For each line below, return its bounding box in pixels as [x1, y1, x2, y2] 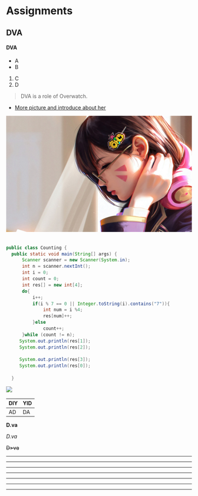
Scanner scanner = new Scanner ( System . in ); [21, 257, 131, 263]
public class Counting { [6, 245, 67, 251]
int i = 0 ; [21, 270, 49, 275]
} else [32, 320, 46, 326]
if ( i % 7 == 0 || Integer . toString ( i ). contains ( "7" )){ [32, 301, 170, 307]
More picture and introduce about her [14, 104, 106, 111]
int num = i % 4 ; [43, 307, 83, 313]
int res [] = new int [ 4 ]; [21, 282, 83, 288]
